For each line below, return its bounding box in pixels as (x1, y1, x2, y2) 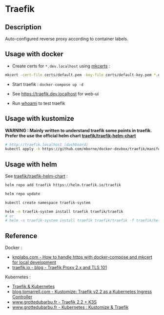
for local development (12, 259, 57, 265)
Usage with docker (5, 50, 63, 58)
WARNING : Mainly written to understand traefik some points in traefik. (5, 127, 152, 133)
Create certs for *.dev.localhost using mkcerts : (12, 63, 110, 69)
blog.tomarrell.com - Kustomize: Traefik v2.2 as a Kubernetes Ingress (12, 289, 152, 294)
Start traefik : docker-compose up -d (12, 81, 84, 87)
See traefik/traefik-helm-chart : (5, 173, 68, 179)
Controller (12, 294, 33, 300)
